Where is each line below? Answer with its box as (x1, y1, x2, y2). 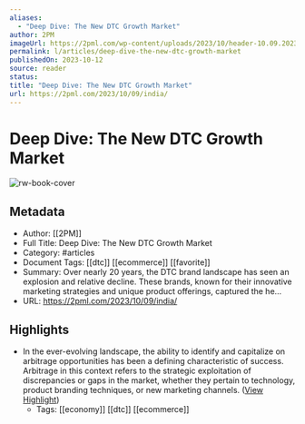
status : (9, 73, 39, 82)
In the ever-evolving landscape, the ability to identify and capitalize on (22, 346, 286, 357)
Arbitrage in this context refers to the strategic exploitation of (22, 365, 251, 377)
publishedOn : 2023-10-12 (9, 55, 103, 64)
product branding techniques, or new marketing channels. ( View (22, 385, 264, 396)
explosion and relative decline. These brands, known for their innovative (22, 276, 292, 287)
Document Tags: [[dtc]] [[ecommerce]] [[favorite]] (22, 257, 211, 268)
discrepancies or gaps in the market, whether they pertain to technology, (22, 375, 296, 386)
